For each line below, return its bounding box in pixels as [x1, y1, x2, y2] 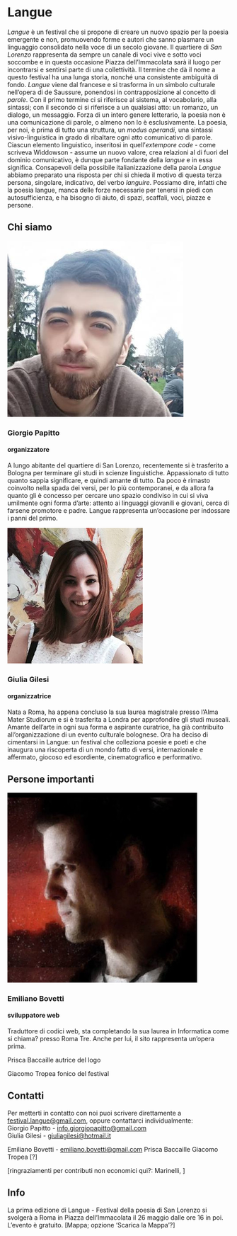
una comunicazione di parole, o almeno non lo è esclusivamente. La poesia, [7, 118, 229, 126]
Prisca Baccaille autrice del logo [7, 1055, 101, 1064]
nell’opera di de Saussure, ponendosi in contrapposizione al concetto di [7, 88, 216, 96]
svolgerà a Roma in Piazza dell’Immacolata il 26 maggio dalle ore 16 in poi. [7, 1213, 224, 1222]
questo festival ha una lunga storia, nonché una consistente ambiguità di [7, 72, 219, 81]
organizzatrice [7, 692, 52, 701]
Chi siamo [7, 221, 52, 234]
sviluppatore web [7, 1011, 60, 1020]
